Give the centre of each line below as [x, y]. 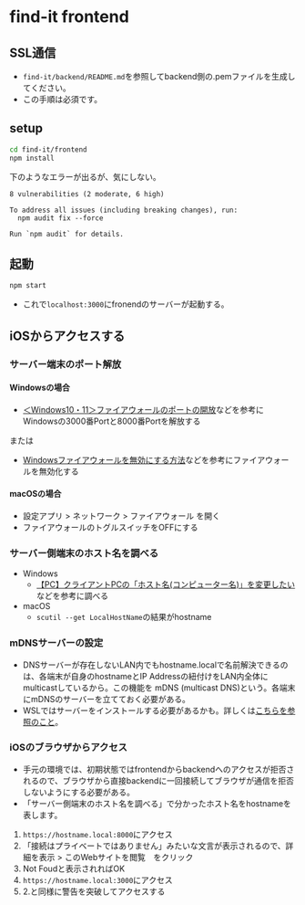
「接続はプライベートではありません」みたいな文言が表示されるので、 [154, 846]
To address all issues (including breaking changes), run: [124, 210]
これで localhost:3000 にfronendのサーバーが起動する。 [126, 304]
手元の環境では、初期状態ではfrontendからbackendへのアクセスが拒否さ [158, 769]
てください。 [46, 88]
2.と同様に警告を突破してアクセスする [94, 891]
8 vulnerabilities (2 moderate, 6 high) [87, 194]
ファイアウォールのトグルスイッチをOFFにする [110, 527]
